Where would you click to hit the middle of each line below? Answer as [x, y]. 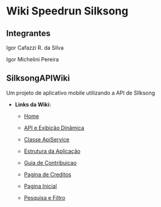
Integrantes [29, 33]
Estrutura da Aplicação [52, 151]
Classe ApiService [47, 139]
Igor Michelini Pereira [32, 59]
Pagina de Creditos [47, 174]
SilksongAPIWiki [38, 79]
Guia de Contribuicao [50, 162]
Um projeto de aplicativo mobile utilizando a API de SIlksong [80, 93]
